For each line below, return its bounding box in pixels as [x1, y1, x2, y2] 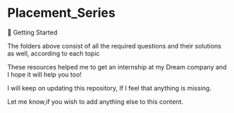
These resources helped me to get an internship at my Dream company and [7, 62, 227, 71]
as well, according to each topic [7, 49, 100, 58]
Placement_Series [7, 5, 116, 21]
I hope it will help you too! [7, 70, 82, 79]
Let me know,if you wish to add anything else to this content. [7, 97, 183, 106]
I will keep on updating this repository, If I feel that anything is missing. [7, 84, 211, 92]
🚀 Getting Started [7, 28, 58, 36]
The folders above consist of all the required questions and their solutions [7, 41, 222, 50]
